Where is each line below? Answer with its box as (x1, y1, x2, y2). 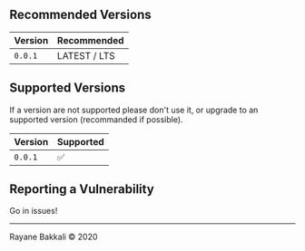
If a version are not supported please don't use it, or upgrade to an (9, 104, 259, 115)
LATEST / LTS (57, 49, 115, 62)
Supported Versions (9, 81, 125, 96)
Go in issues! (9, 206, 58, 217)
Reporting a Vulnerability (9, 181, 154, 198)
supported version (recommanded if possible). (9, 113, 183, 125)
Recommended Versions (9, 7, 152, 23)
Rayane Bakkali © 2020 (9, 231, 98, 243)
